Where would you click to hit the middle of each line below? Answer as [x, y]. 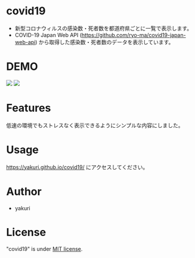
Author [24, 191]
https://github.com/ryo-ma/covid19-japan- [134, 35]
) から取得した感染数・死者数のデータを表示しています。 [105, 42]
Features [29, 108]
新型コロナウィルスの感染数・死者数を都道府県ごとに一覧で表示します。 [103, 28]
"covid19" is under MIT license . [44, 248]
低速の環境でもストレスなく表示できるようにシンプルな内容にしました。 [95, 125]
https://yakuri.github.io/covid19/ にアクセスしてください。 [77, 167]
